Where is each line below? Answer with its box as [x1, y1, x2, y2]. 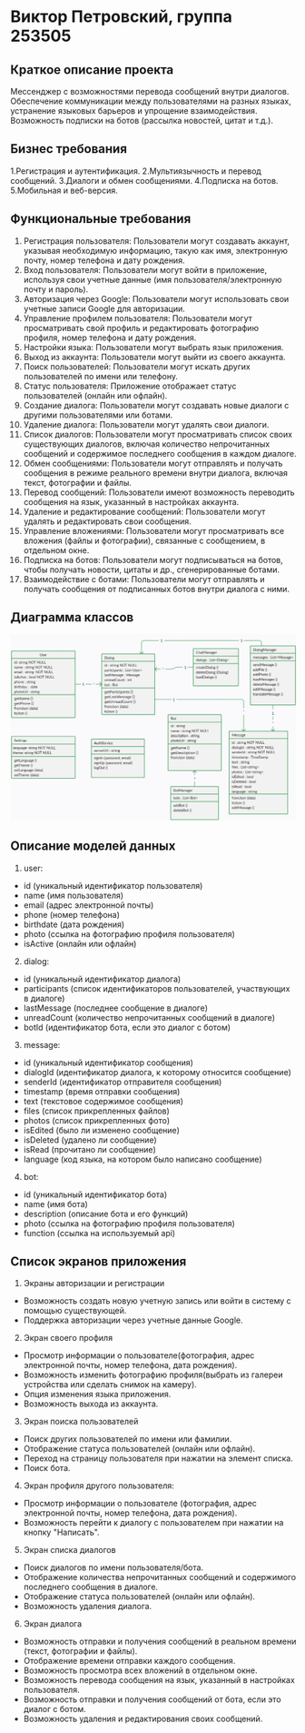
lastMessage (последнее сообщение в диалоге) [23, 1003, 208, 1013]
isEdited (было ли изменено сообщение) [23, 1124, 181, 1135]
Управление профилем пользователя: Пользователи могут [23, 312, 252, 324]
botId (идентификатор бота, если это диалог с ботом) [23, 1022, 231, 1033]
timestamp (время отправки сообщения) [23, 1085, 181, 1097]
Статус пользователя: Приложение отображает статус [23, 380, 237, 391]
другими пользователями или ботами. [23, 409, 173, 420]
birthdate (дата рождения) [23, 919, 125, 930]
